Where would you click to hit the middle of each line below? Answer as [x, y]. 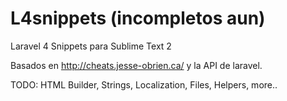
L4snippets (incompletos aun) [138, 18]
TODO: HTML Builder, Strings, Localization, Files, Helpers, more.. [144, 84]
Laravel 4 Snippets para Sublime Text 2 [91, 46]
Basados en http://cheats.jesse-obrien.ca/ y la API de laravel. [136, 65]
